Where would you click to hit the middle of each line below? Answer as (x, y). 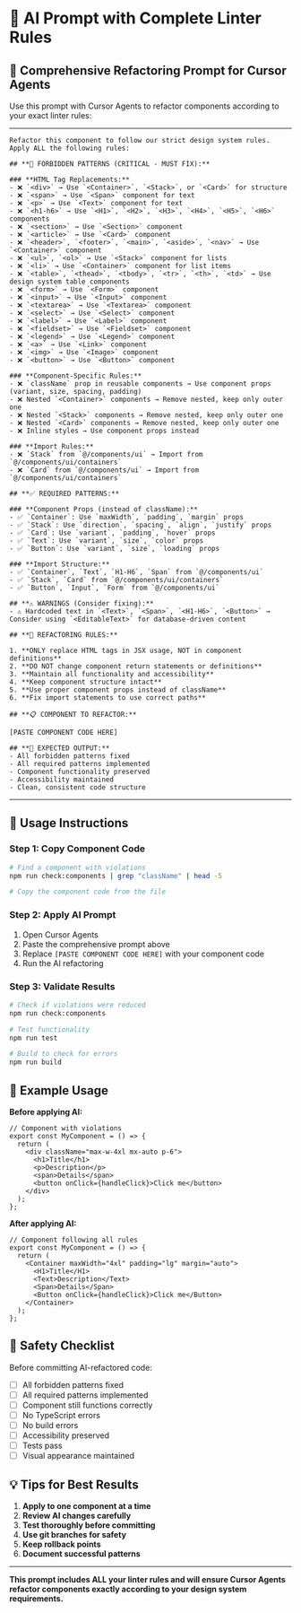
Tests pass (42, 1446)
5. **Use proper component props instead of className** (118, 690)
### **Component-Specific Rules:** (76, 376)
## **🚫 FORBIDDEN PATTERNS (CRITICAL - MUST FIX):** (110, 164)
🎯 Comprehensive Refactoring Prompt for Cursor (148, 70)
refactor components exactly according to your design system (128, 1589)
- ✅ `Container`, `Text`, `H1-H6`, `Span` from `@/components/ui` (137, 572)
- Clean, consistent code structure (77, 788)
